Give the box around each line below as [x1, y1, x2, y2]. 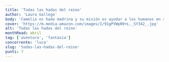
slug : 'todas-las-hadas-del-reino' [5, 44, 80, 49]
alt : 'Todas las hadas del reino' [5, 26, 78, 31]
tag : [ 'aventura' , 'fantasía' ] [5, 35, 71, 40]
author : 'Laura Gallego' [5, 12, 57, 17]
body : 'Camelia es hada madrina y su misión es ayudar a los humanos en [5, 16, 161, 21]
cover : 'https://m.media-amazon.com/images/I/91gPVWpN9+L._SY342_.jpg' [5, 21, 158, 26]
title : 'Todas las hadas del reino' [5, 7, 82, 12]
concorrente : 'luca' [5, 40, 49, 45]
